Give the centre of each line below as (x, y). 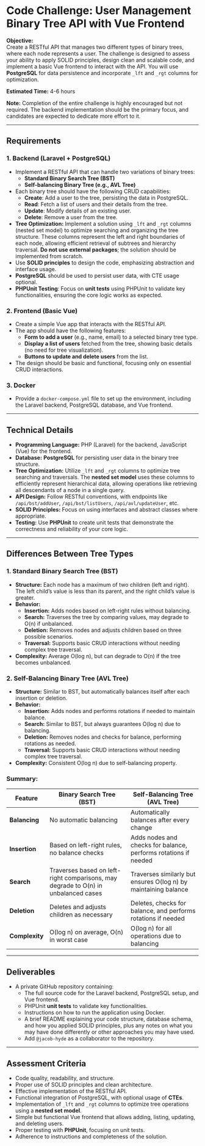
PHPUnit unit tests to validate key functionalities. (86, 1006)
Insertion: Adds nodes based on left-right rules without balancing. (108, 611)
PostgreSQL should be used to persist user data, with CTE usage (97, 275)
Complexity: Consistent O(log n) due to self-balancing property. (96, 763)
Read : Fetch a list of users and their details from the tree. (96, 204)
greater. (25, 597)
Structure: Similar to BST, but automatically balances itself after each (103, 692)
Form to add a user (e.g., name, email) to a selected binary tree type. (111, 337)
